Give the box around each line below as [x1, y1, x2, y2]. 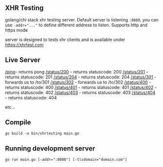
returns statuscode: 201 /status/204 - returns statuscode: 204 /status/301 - [5, 74, 157, 80]
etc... [5, 104, 16, 110]
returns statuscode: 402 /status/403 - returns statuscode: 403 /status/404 [5, 90, 156, 95]
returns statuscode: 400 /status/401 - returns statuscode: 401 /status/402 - [5, 84, 157, 90]
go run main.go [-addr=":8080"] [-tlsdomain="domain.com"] [5, 157, 127, 162]
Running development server [5, 144, 95, 152]
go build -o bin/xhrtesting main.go [5, 131, 79, 136]
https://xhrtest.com [5, 41, 44, 48]
